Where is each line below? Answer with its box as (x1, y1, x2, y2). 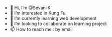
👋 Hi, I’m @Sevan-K (10, 5, 51, 10)
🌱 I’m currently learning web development (10, 15, 97, 21)
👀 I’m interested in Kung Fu (10, 10, 66, 16)
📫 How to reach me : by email (10, 26, 73, 32)
